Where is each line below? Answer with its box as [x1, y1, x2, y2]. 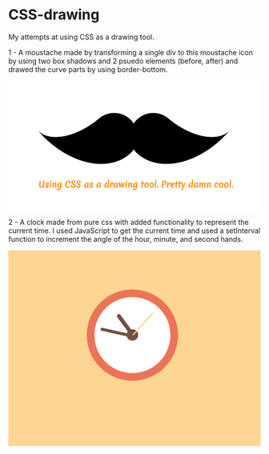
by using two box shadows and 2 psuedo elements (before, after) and [8, 56, 239, 66]
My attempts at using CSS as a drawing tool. [8, 32, 155, 42]
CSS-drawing [8, 6, 100, 24]
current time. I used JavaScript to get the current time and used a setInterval [8, 226, 261, 235]
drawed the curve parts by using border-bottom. [8, 64, 168, 74]
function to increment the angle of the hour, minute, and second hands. [8, 235, 243, 244]
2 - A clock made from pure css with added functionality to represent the [8, 218, 250, 227]
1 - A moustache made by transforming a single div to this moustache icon [8, 47, 254, 57]
